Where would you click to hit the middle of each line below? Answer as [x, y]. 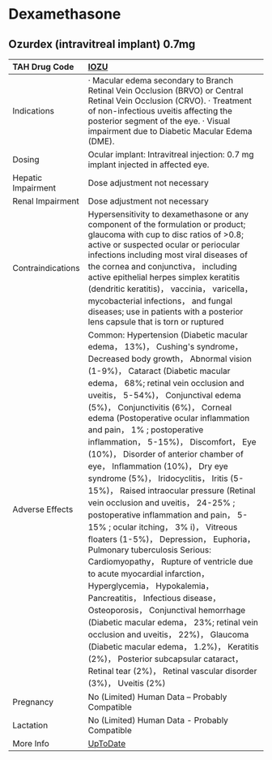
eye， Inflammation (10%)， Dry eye [158, 466]
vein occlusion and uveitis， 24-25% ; [161, 502]
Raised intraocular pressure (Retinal [188, 490]
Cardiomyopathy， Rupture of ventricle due [170, 562]
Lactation [30, 725]
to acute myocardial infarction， [149, 574]
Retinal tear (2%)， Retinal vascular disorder [172, 671]
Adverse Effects [43, 509]
